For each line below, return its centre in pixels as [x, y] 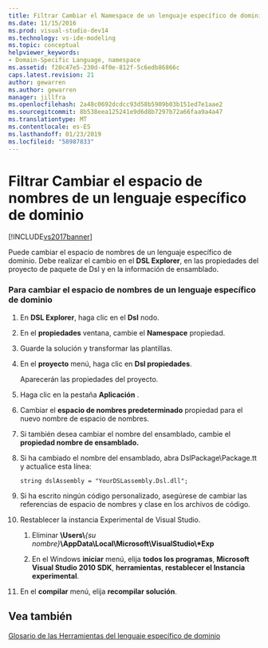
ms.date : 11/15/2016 [43, 23]
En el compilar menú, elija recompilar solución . [98, 591]
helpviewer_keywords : [44, 53]
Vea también [40, 617]
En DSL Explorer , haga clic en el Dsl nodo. [89, 317]
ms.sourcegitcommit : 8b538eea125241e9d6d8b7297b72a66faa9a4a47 [116, 112]
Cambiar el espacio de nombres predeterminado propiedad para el [131, 410]
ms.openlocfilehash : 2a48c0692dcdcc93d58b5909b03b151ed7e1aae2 [116, 104]
